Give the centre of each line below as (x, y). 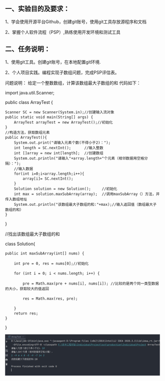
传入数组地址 (16, 199)
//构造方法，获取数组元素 (27, 132)
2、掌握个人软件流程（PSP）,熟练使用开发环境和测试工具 (63, 32)
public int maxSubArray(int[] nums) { (45, 253)
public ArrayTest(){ (26, 137)
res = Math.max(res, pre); (50, 299)
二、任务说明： (28, 49)
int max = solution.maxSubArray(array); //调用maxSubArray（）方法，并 (87, 194)
